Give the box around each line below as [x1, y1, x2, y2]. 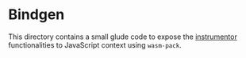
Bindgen [8, 6, 65, 24]
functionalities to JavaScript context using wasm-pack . [8, 40, 183, 49]
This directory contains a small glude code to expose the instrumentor [8, 32, 238, 41]
